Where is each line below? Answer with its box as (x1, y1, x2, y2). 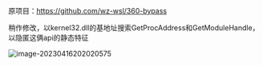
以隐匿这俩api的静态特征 (8, 33, 89, 42)
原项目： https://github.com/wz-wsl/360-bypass (8, 6, 167, 15)
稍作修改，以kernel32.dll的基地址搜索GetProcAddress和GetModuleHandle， (8, 23, 260, 33)
